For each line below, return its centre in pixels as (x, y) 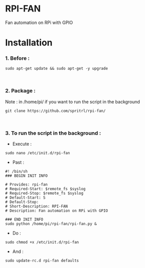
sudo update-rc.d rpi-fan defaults (42, 261)
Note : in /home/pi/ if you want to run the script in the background (73, 102)
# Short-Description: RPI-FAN (37, 207)
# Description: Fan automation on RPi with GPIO (57, 211)
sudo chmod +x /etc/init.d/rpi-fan (42, 243)
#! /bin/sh (16, 172)
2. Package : (20, 91)
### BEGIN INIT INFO (27, 176)
